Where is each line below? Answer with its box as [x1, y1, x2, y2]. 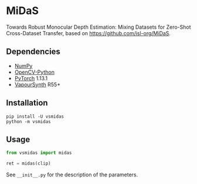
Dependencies [6, 47, 60, 57]
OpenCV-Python [14, 69, 55, 76]
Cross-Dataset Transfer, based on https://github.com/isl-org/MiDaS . [6, 29, 171, 36]
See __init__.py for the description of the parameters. [6, 171, 138, 178]
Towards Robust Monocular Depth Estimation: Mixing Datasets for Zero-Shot [6, 23, 191, 30]
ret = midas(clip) [6, 161, 51, 166]
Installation [6, 98, 48, 108]
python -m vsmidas [6, 118, 51, 124]
